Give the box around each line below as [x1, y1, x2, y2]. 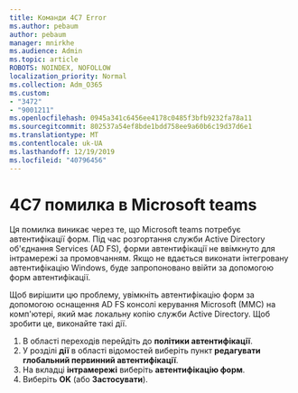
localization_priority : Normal [9, 72, 127, 81]
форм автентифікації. [9, 272, 91, 283]
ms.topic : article [9, 55, 79, 64]
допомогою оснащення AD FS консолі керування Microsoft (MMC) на [9, 299, 276, 310]
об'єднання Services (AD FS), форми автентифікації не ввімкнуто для [9, 243, 275, 254]
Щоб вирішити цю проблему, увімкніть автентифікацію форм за [9, 289, 255, 300]
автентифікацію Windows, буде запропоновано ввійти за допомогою [9, 262, 274, 273]
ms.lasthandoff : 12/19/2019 [9, 147, 116, 156]
